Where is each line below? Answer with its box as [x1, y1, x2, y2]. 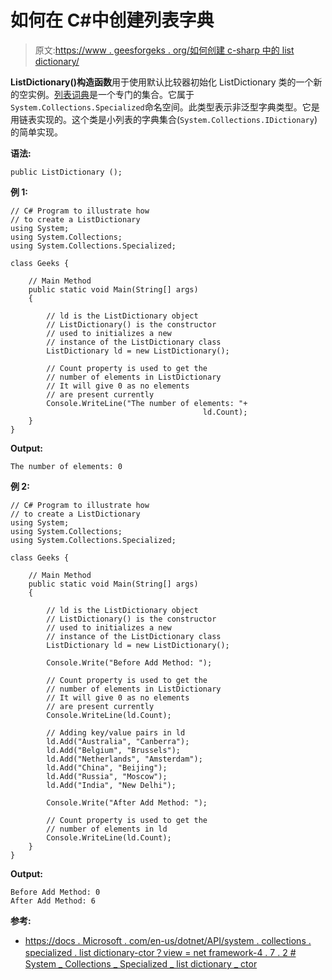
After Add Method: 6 [10, 896, 97, 906]
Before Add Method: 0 [10, 887, 101, 897]
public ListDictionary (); [10, 167, 123, 177]
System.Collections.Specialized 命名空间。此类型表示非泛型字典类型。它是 [10, 101, 320, 113]
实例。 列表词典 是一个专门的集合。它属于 [27, 88, 195, 100]
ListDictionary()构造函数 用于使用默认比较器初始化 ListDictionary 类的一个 [10, 76, 314, 88]
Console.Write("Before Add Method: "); [46, 657, 213, 668]
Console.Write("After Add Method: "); [46, 797, 208, 808]
